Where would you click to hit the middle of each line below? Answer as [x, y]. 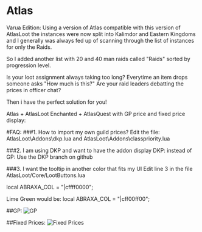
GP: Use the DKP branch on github [50, 157]
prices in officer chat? [34, 90]
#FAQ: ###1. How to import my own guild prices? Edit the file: [83, 132]
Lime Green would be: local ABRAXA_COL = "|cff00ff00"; [78, 198]
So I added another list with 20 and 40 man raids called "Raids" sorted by [98, 59]
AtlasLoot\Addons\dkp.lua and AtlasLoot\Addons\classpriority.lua [88, 139]
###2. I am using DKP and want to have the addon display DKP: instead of [99, 150]
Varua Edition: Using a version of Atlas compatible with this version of [93, 27]
